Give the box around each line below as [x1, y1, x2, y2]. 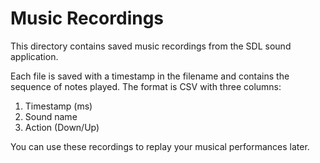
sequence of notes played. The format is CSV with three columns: [10, 80, 282, 92]
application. [10, 50, 59, 62]
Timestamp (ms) [24, 100, 93, 112]
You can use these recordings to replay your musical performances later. [10, 140, 310, 152]
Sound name [24, 110, 78, 122]
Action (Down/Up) [24, 121, 100, 133]
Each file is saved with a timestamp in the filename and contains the [10, 70, 290, 82]
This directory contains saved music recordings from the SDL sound [10, 40, 292, 52]
